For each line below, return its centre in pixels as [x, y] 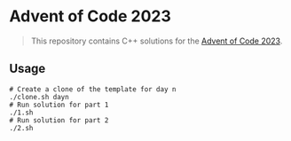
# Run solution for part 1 [59, 105]
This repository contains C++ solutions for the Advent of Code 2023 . [157, 41]
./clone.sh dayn [39, 97]
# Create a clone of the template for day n [93, 89]
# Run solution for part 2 [59, 120]
